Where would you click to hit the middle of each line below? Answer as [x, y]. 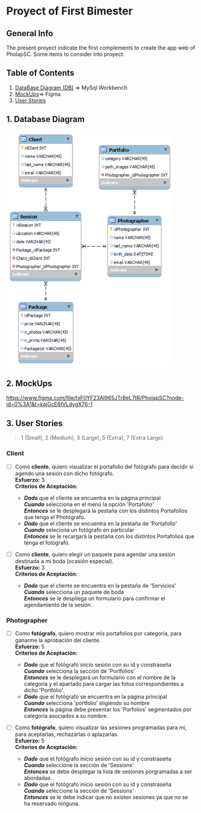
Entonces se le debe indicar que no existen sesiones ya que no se [106, 797]
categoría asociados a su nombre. [66, 716]
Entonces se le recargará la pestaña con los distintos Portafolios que [109, 536]
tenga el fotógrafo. [47, 543]
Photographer [27, 620]
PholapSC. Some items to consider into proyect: [65, 54]
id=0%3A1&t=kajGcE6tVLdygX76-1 [49, 404]
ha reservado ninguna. [52, 804]
